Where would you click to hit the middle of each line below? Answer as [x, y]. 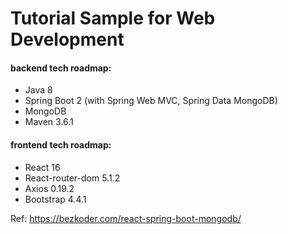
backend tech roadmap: [61, 68]
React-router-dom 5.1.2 [72, 178]
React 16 [42, 167]
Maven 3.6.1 [49, 122]
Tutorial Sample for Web [113, 18]
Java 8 [38, 90]
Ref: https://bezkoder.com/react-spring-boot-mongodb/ [126, 218]
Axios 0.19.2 [49, 188]
